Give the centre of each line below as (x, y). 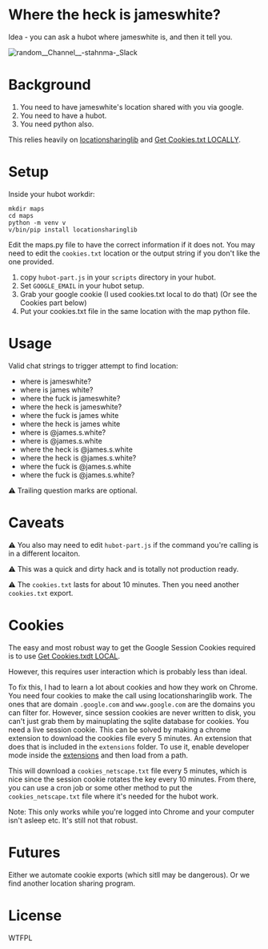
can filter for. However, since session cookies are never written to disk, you (132, 712)
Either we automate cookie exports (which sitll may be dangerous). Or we (129, 875)
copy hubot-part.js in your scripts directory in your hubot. (118, 277)
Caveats (36, 523)
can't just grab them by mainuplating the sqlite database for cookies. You (129, 721)
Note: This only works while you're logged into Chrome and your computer (131, 811)
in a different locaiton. (44, 553)
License (35, 915)
